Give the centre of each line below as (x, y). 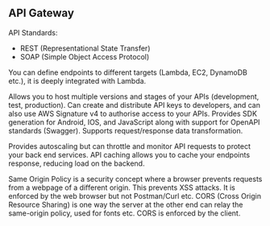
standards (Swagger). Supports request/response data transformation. (126, 130)
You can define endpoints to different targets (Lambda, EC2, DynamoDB (128, 72)
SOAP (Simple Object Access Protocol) (85, 56)
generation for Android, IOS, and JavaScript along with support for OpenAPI (134, 122)
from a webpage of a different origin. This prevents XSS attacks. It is (122, 187)
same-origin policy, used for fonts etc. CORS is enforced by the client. (125, 213)
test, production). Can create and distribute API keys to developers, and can (134, 105)
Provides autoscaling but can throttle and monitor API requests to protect (130, 146)
